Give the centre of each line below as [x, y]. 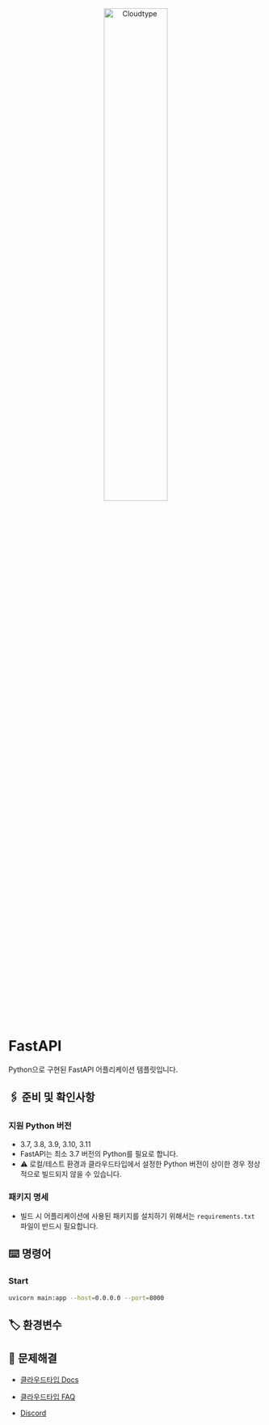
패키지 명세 [29, 1197]
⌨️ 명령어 [30, 1254]
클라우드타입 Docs [49, 1379]
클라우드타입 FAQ [47, 1397]
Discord [33, 1413]
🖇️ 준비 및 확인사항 [52, 1097]
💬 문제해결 [33, 1358]
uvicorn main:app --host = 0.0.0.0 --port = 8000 [86, 1298]
